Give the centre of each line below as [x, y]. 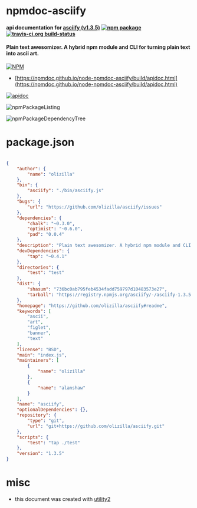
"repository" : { [37, 415]
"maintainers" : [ [38, 361]
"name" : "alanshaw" [61, 388]
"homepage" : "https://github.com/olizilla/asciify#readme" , [92, 306]
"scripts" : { [33, 437]
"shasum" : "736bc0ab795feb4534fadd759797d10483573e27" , [97, 289]
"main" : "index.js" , [42, 355]
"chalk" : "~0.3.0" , [51, 223]
